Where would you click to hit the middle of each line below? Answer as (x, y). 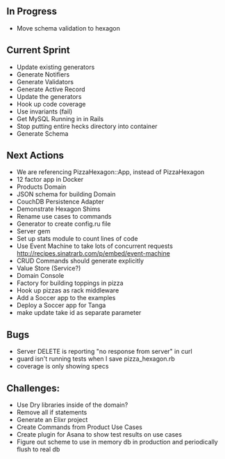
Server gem (33, 231)
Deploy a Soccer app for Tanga (61, 305)
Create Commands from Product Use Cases (80, 427)
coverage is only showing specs (62, 366)
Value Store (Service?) (49, 268)
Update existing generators (56, 67)
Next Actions (35, 156)
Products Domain (41, 187)
